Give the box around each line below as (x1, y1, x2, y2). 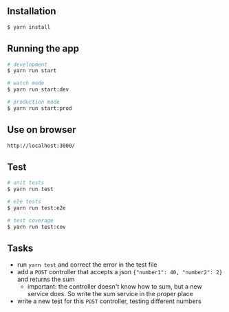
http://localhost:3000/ (7, 142, 76, 149)
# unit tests (7, 179, 45, 186)
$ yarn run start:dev (7, 86, 69, 93)
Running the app (7, 43, 79, 54)
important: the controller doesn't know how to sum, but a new (27, 282, 203, 291)
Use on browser (7, 124, 77, 136)
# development (7, 61, 48, 68)
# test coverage (7, 216, 54, 224)
